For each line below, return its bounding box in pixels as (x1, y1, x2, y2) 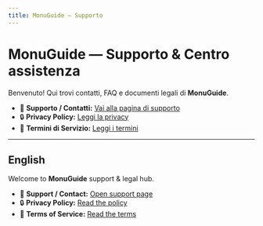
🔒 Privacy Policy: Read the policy (19, 198, 128, 208)
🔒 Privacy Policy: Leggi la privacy (19, 111, 129, 122)
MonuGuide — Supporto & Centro (8, 45, 230, 63)
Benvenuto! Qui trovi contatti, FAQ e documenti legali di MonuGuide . (8, 88, 229, 97)
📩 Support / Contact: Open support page (19, 189, 153, 199)
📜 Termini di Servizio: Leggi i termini (19, 123, 139, 133)
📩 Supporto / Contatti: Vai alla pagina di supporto (19, 103, 180, 112)
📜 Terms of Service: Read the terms (19, 210, 137, 219)
